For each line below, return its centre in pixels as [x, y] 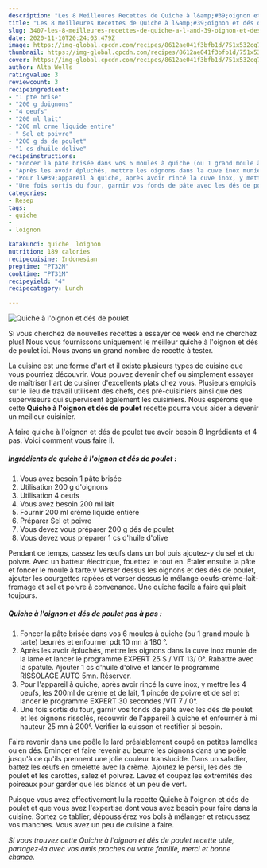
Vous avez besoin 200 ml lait [67, 504]
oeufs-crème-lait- [229, 579]
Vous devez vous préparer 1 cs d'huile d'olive [94, 538]
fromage [22, 587]
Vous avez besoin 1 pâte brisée [70, 479]
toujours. [23, 595]
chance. [22, 857]
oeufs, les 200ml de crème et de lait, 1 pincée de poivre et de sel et [130, 693]
